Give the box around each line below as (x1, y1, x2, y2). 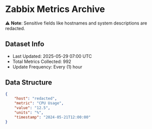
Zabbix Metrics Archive (5, 3, 105, 15)
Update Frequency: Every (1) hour (12, 63, 83, 69)
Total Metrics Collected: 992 (12, 58, 72, 64)
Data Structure (5, 78, 53, 87)
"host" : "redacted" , (14, 96, 57, 101)
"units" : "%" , (14, 110, 44, 115)
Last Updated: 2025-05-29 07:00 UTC (12, 53, 92, 59)
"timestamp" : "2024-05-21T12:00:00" (14, 114, 91, 119)
